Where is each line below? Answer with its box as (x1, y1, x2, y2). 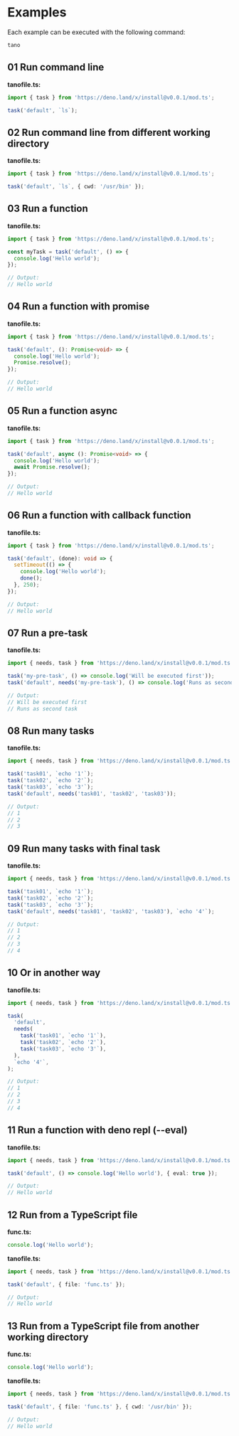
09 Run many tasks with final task (7, 842, 161, 854)
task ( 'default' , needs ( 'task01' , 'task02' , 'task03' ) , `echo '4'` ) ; (7, 908, 215, 915)
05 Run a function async (7, 405, 118, 417)
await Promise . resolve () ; (14, 464, 91, 471)
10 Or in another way (7, 967, 101, 979)
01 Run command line (7, 61, 105, 73)
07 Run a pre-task (7, 627, 88, 639)
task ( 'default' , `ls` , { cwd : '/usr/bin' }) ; (7, 183, 144, 191)
